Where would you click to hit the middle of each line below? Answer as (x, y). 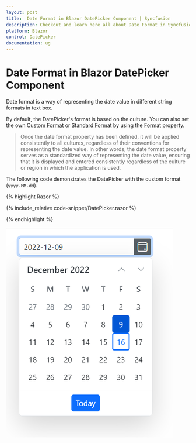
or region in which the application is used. (71, 167)
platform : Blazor (27, 31)
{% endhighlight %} (30, 219)
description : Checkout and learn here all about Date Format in (86, 25)
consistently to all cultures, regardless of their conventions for (95, 143)
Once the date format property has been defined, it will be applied (100, 136)
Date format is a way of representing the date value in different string (89, 101)
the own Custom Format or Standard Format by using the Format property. (95, 125)
